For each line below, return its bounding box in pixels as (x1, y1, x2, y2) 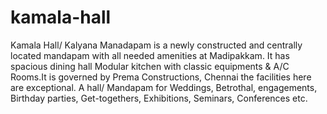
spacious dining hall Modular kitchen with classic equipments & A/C (10, 60, 290, 72)
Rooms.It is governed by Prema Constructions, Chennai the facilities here (10, 71, 312, 83)
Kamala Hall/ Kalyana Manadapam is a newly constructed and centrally (10, 39, 303, 51)
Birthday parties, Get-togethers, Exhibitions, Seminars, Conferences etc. (10, 92, 308, 104)
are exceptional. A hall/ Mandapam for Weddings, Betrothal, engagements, (10, 81, 318, 93)
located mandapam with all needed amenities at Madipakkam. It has (10, 49, 290, 61)
